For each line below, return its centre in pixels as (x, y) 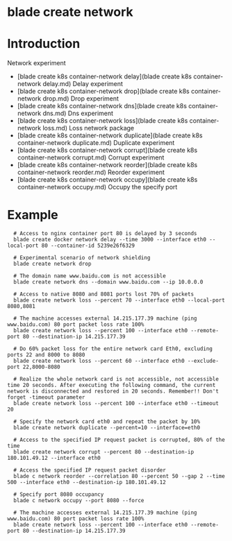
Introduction (44, 44)
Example (33, 215)
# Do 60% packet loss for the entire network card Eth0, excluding (113, 349)
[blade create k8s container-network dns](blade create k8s (102, 106)
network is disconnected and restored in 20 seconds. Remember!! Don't (113, 392)
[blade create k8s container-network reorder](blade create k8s (107, 165)
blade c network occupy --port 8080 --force (79, 501)
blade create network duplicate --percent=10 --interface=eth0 (107, 428)
